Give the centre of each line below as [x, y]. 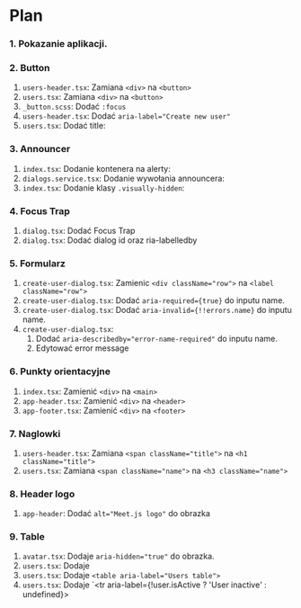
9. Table [27, 537]
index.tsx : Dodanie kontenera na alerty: [96, 168]
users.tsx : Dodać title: [64, 126]
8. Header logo [42, 494]
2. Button [30, 68]
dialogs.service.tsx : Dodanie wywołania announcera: [123, 178]
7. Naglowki [35, 434]
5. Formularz [37, 264]
